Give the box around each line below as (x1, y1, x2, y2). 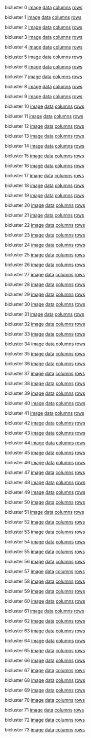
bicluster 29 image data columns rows (5, 291, 85, 297)
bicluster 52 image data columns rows (5, 519, 85, 525)
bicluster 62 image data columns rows (5, 618, 85, 624)
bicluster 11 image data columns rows (5, 113, 84, 119)
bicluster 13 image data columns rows (5, 133, 85, 139)
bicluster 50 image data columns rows (5, 499, 85, 505)
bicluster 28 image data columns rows (5, 281, 85, 288)
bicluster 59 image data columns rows (5, 588, 85, 594)
